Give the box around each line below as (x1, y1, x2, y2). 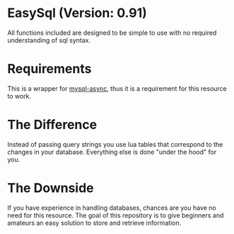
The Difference (7, 117, 98, 133)
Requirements (7, 61, 92, 77)
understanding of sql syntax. (7, 35, 91, 44)
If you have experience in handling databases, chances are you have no (7, 204, 217, 212)
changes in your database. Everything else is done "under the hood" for (7, 147, 217, 156)
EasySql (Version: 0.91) (7, 5, 147, 21)
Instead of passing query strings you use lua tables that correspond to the (7, 140, 223, 148)
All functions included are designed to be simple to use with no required (7, 28, 217, 37)
